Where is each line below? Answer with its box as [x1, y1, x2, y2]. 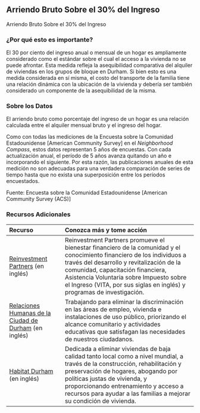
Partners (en [9, 262, 45, 270]
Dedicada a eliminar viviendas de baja [64, 344, 171, 353]
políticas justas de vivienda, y [64, 374, 148, 383]
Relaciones [9, 301, 40, 309]
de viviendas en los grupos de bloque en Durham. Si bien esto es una [6, 68, 177, 75]
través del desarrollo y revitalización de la [64, 258, 181, 266]
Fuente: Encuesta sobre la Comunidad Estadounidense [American [6, 189, 168, 196]
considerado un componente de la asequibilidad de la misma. [6, 87, 157, 94]
